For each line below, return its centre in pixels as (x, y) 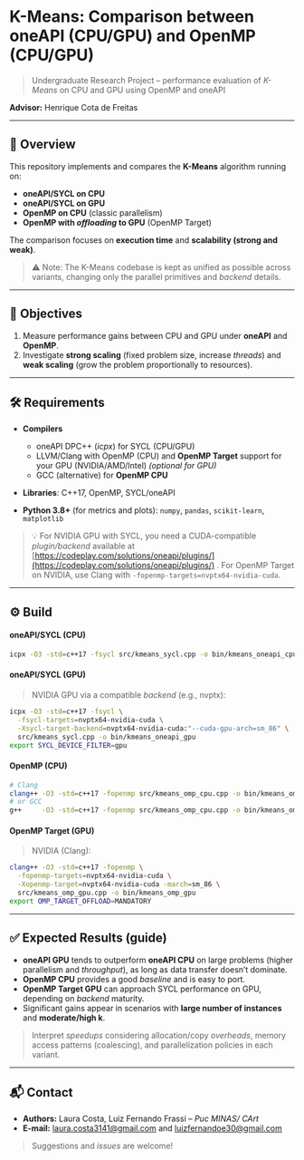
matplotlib (43, 519)
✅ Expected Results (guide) (88, 938)
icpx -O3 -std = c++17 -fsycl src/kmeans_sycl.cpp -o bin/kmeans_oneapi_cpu (153, 654)
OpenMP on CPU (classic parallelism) (92, 213)
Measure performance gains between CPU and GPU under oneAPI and (155, 335)
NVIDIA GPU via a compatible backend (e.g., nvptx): (128, 695)
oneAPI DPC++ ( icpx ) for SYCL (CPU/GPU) (115, 447)
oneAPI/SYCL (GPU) (47, 675)
